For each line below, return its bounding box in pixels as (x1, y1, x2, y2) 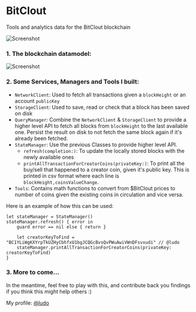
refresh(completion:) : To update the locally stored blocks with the (23, 147, 185, 154)
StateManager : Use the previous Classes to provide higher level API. (14, 141, 178, 148)
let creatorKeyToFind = (16, 234, 75, 240)
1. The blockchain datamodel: (6, 49, 92, 58)
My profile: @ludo (6, 299, 49, 306)
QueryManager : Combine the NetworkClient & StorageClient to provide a (14, 116, 187, 123)
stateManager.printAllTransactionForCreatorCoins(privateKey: (16, 244, 172, 250)
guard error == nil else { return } (16, 224, 107, 230)
